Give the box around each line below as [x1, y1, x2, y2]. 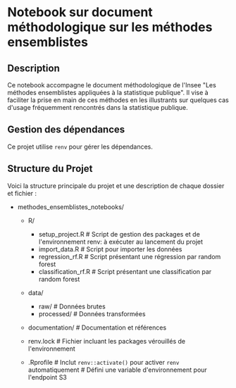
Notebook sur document [7, 4, 153, 20]
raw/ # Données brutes [38, 302, 106, 311]
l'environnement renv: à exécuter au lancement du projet [38, 237, 203, 246]
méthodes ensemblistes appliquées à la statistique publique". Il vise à [7, 89, 209, 96]
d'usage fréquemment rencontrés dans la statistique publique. [7, 104, 188, 111]
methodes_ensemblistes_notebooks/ [17, 202, 125, 211]
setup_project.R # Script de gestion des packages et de [38, 230, 201, 238]
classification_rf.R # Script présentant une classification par [38, 267, 212, 275]
